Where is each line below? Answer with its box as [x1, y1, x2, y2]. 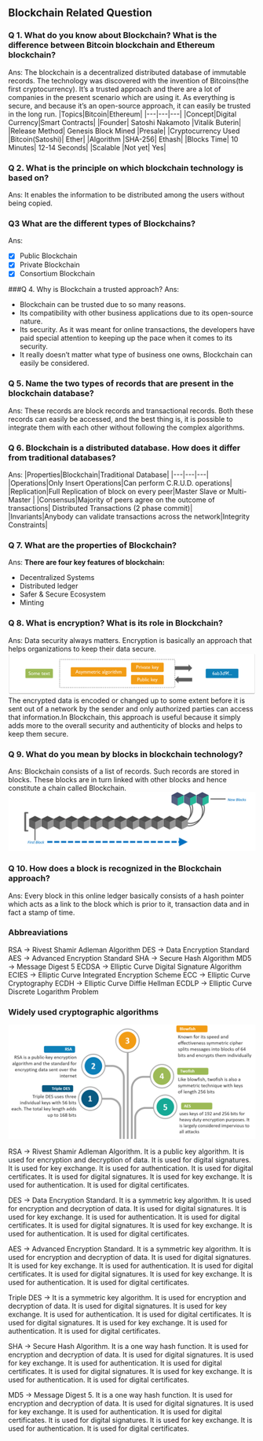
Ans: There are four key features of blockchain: [8, 558, 165, 567]
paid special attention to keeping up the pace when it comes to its [19, 334, 233, 343]
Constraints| [8, 520, 49, 530]
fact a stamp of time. [8, 907, 75, 917]
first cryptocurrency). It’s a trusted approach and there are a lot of [8, 84, 221, 94]
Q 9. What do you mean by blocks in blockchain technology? [8, 748, 243, 759]
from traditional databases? [8, 452, 116, 463]
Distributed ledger [19, 582, 79, 591]
